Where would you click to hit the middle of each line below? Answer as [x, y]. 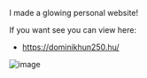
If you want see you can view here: [73, 30]
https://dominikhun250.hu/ [70, 47]
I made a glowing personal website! [74, 13]
